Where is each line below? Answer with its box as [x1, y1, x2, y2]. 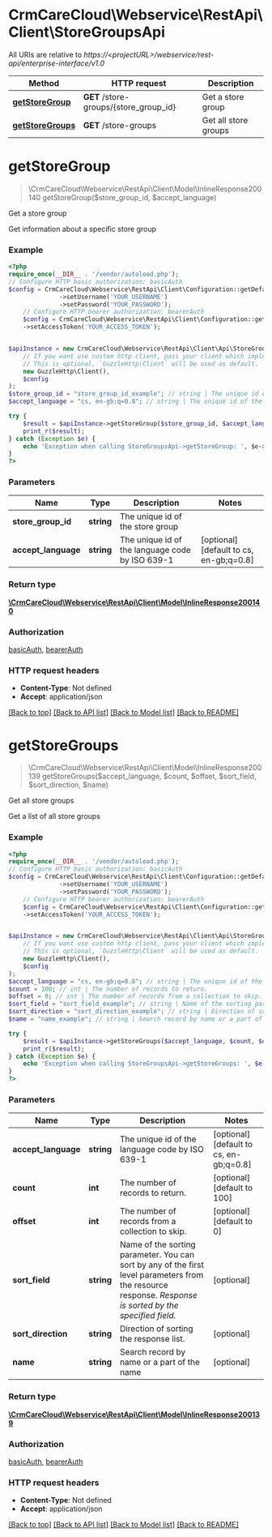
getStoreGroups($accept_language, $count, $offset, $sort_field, [41, 772, 257, 781]
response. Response [120, 1290, 198, 1301]
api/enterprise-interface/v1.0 [8, 58, 105, 68]
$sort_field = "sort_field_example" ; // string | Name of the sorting [8, 1000, 252, 1008]
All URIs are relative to [8, 49, 83, 59]
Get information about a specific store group [8, 224, 156, 233]
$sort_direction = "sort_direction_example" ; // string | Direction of [8, 1008, 255, 1016]
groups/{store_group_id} [83, 101, 176, 113]
